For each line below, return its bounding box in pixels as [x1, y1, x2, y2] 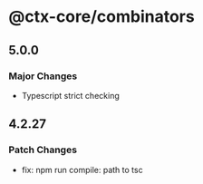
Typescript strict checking [21, 90, 120, 101]
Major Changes [8, 70, 78, 82]
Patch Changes [8, 143, 78, 156]
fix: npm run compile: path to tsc [21, 164, 143, 175]
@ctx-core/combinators [8, 6, 196, 27]
